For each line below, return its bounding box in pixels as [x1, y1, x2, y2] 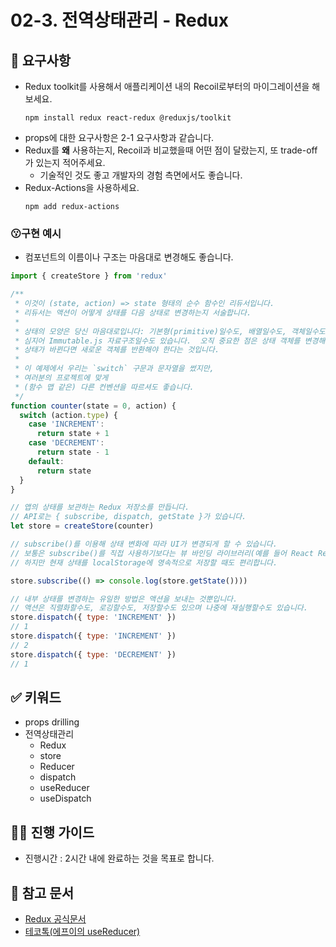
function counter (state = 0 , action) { [10, 401, 177, 411]
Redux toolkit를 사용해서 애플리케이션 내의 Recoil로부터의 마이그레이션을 [24, 81, 310, 92]
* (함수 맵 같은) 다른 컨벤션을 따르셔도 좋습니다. [14, 382, 195, 392]
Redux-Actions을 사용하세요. [24, 182, 140, 193]
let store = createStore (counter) [10, 521, 155, 531]
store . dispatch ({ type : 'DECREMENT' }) [10, 649, 177, 660]
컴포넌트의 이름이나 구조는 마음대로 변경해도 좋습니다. [24, 251, 234, 263]
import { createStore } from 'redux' [10, 271, 168, 281]
